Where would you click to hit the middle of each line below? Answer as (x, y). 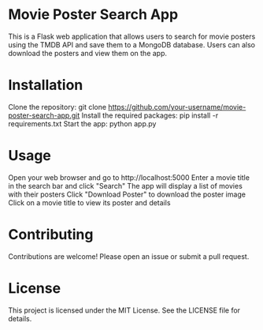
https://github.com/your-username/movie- (177, 107)
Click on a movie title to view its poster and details (89, 202)
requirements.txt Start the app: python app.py (82, 123)
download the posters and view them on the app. (88, 53)
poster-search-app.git (44, 115)
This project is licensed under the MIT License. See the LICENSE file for (124, 310)
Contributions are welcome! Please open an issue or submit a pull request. (129, 256)
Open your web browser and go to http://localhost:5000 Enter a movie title (129, 177)
